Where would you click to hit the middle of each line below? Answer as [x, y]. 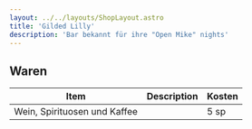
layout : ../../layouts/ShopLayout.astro [87, 18]
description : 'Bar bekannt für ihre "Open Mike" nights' [119, 34]
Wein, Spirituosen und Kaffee [76, 112]
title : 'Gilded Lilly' [52, 26]
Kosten [223, 97]
